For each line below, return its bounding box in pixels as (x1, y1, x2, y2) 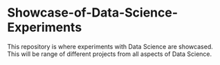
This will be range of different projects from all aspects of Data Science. (7, 50, 212, 58)
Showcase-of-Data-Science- (7, 5, 178, 21)
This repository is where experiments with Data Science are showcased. (7, 42, 213, 50)
